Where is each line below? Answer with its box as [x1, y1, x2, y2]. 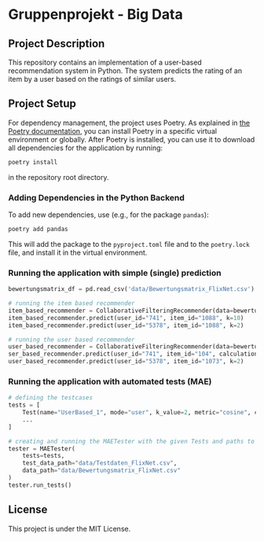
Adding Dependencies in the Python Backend [8, 192, 185, 203]
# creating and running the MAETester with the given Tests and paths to [8, 437, 255, 445]
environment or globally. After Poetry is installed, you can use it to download [8, 134, 255, 144]
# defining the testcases [8, 394, 93, 402]
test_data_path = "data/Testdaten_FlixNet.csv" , [22, 459, 178, 467]
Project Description [8, 37, 105, 50]
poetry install [8, 158, 58, 166]
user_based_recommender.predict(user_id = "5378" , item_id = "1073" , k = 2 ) [8, 358, 244, 366]
